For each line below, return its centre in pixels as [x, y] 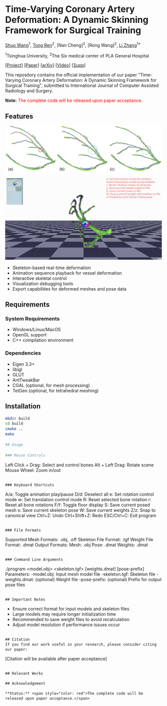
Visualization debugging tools [43, 284]
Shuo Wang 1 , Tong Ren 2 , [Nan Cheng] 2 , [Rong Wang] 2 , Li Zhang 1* [73, 44]
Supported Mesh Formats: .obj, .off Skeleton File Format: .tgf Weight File [79, 539]
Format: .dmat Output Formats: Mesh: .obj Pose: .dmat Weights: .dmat [77, 545]
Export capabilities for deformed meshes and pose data [69, 289]
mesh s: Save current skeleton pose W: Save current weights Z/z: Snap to [81, 510]
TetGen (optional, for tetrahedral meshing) [55, 390]
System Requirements [33, 319]
